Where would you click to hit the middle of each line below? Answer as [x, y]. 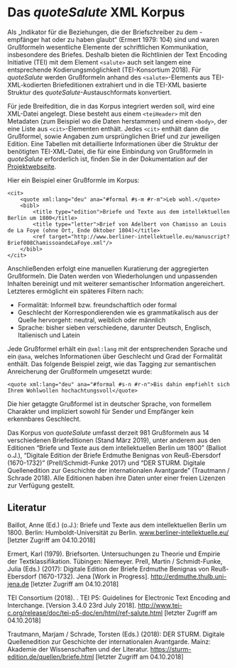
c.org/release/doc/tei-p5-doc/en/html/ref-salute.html [85, 613]
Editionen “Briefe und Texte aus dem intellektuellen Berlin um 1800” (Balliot [117, 447]
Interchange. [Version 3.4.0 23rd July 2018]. [72, 605]
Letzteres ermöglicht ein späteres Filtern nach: [76, 291]
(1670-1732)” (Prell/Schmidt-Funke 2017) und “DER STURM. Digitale [106, 463]
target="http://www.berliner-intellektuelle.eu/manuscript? [139, 236]
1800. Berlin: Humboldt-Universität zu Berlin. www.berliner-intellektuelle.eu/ [118, 532]
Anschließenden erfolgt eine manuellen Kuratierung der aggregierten [108, 268]
